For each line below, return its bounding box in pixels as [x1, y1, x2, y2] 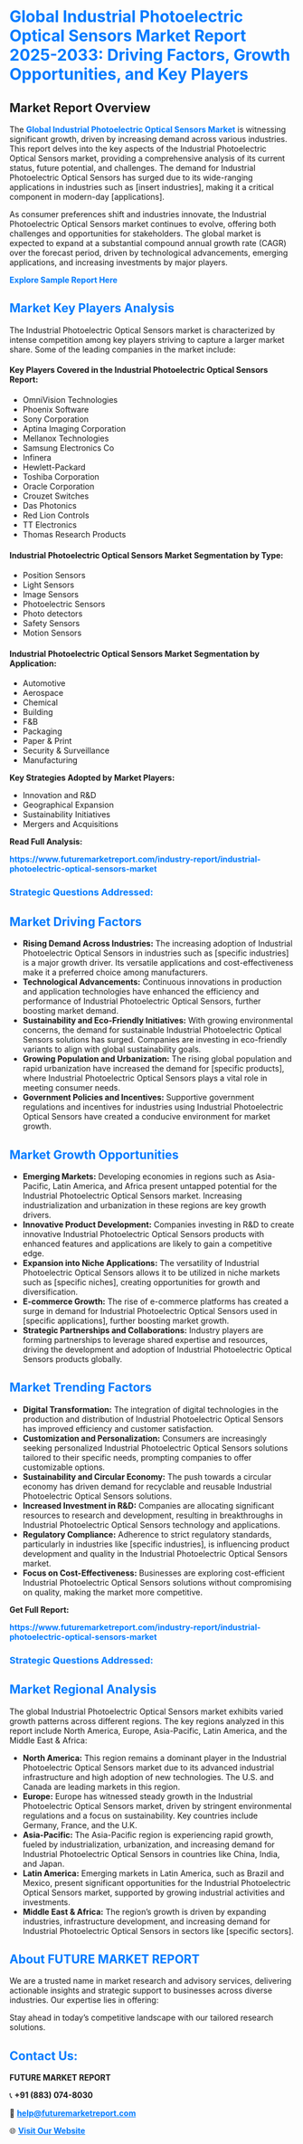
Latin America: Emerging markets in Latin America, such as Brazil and [22, 1867, 285, 1879]
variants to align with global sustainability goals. [22, 1043, 202, 1055]
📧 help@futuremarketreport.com [9, 2108, 137, 2119]
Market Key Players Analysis [9, 300, 175, 316]
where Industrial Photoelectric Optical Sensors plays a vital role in [22, 1072, 268, 1083]
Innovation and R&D [22, 790, 97, 801]
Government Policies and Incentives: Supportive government [22, 1092, 255, 1103]
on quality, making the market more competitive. [22, 1587, 204, 1597]
